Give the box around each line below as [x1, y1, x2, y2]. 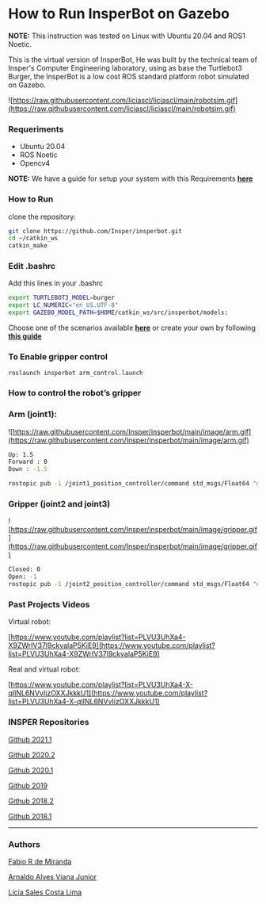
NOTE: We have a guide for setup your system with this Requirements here [8, 174, 253, 183]
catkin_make [8, 242, 47, 250]
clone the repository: [8, 212, 77, 221]
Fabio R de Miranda [8, 856, 72, 866]
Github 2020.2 [8, 750, 55, 760]
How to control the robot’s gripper [8, 388, 142, 399]
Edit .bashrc [8, 261, 56, 272]
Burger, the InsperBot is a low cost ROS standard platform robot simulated [8, 71, 249, 81]
